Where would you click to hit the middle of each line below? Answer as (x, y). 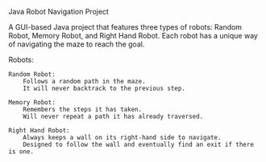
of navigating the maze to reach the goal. (77, 44)
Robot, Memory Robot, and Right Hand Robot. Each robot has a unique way (133, 36)
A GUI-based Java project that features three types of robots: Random (125, 27)
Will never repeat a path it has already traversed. (113, 116)
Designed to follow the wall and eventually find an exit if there (138, 144)
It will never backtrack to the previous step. (104, 88)
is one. (21, 152)
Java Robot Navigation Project (58, 12)
